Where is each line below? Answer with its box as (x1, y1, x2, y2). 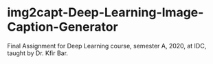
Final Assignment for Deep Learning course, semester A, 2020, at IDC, (7, 42, 207, 50)
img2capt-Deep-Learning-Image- (7, 5, 204, 20)
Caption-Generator (7, 19, 118, 35)
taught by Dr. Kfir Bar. (7, 49, 69, 57)
